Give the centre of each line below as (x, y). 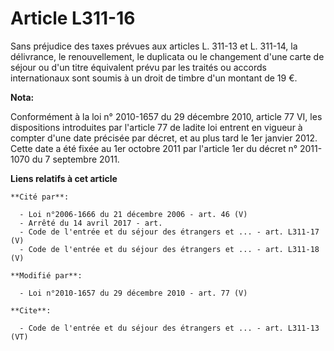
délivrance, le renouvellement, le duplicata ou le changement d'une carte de (167, 56)
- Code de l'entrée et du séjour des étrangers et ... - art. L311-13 (169, 328)
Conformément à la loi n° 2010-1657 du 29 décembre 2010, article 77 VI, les (166, 116)
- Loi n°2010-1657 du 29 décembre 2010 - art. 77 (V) (133, 293)
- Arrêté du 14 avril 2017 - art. (91, 223)
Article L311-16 (73, 18)
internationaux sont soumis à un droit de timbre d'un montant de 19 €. (154, 78)
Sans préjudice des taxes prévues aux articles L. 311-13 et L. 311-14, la (154, 46)
